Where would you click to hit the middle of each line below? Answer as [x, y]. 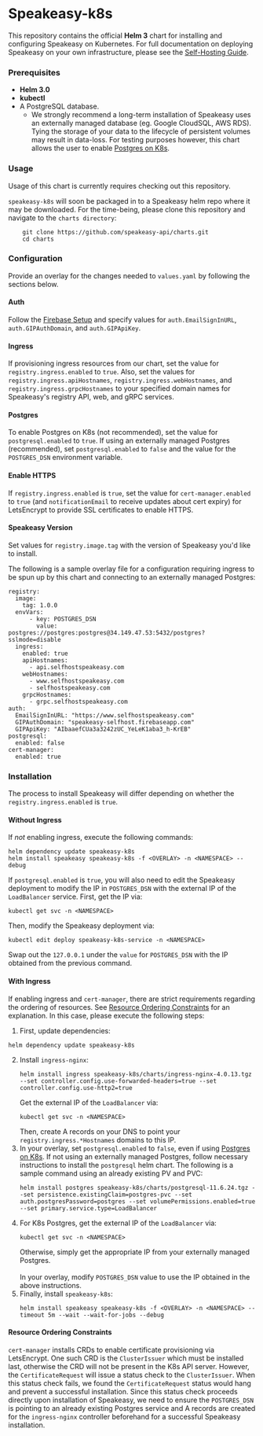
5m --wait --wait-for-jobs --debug [106, 1315]
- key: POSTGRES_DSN [62, 619]
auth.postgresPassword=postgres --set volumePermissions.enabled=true [137, 1201]
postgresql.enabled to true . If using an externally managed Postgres [119, 440]
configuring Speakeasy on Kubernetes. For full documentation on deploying [131, 43]
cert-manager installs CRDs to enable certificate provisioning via [111, 1349]
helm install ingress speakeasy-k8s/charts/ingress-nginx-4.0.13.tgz [136, 1074]
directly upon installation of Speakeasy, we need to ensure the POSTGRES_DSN [131, 1400]
